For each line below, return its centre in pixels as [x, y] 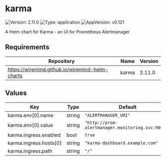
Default [128, 107]
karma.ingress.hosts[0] [35, 143]
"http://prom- [101, 123]
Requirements [27, 47]
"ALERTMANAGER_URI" [107, 115]
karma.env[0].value [30, 125]
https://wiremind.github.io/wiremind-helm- [58, 69]
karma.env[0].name [30, 115]
